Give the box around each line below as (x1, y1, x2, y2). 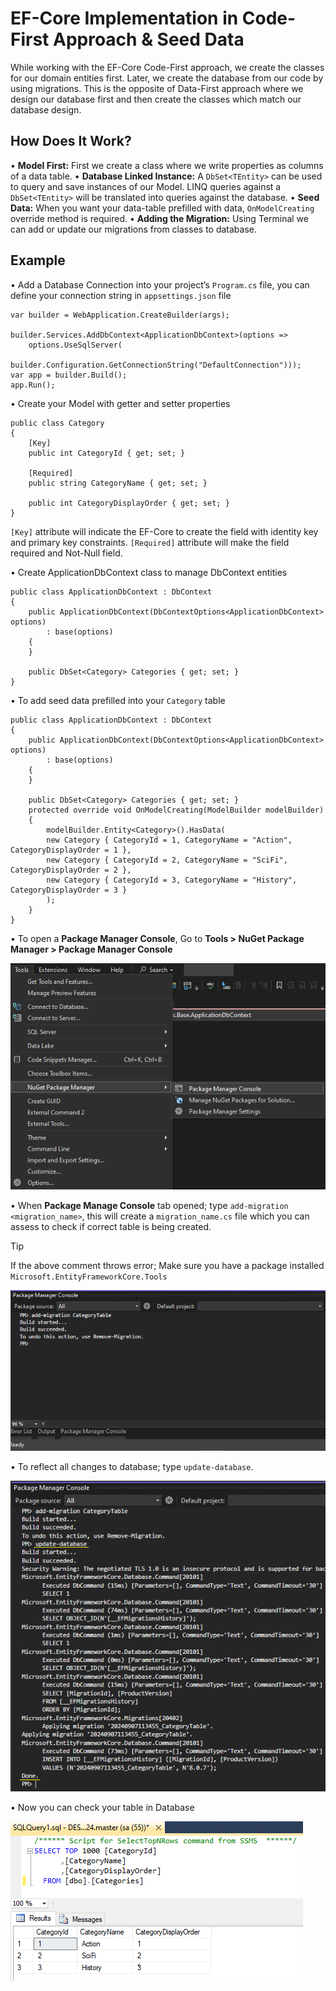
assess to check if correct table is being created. (10, 1220, 212, 1232)
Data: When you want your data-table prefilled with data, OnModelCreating (10, 202, 315, 214)
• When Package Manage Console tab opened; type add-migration (10, 1199, 289, 1211)
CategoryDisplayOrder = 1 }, (10, 845, 132, 855)
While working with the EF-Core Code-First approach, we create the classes (10, 61, 325, 73)
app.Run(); (10, 380, 56, 390)
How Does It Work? (10, 133, 132, 150)
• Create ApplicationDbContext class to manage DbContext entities (10, 566, 288, 578)
